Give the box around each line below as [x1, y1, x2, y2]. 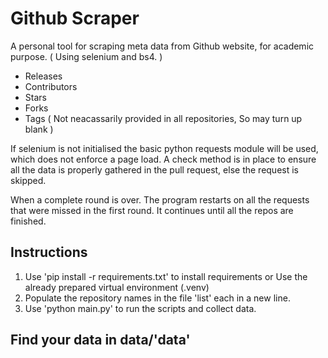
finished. [10, 215, 47, 227]
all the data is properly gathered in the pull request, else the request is [10, 163, 299, 176]
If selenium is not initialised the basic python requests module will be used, [10, 142, 319, 154]
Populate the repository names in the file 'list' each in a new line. [24, 292, 291, 304]
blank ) [24, 123, 54, 135]
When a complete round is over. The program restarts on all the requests [10, 193, 310, 206]
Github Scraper [10, 7, 140, 30]
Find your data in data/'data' [10, 332, 191, 349]
